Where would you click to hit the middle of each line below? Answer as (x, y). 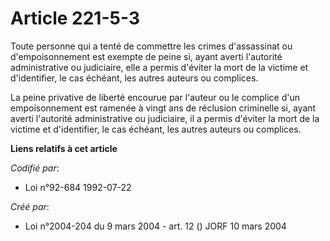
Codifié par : (35, 168)
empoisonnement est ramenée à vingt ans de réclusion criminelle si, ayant (163, 108)
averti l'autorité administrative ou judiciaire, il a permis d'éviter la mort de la (165, 118)
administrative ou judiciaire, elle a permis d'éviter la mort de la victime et (159, 67)
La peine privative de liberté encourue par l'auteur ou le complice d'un (155, 97)
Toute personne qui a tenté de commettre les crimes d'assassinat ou (151, 46)
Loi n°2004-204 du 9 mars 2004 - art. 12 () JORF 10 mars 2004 (155, 226)
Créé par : (30, 206)
